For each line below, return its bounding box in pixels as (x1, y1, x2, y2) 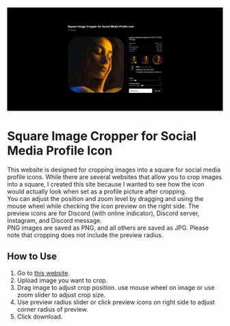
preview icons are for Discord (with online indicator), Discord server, (7, 209, 200, 217)
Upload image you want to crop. (16, 276, 108, 284)
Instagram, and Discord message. (7, 217, 103, 225)
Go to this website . (16, 269, 71, 277)
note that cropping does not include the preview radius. (7, 231, 164, 239)
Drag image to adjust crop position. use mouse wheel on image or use (16, 283, 215, 291)
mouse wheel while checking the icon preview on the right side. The (7, 202, 200, 210)
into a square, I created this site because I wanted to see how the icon (7, 180, 205, 189)
